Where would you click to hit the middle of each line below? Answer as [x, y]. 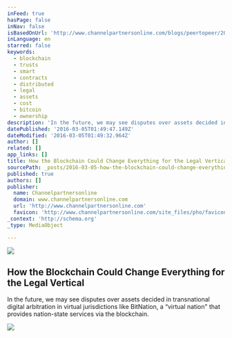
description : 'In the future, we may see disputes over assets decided [112, 122]
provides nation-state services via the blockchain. [78, 314]
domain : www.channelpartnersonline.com [71, 200]
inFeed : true [26, 13]
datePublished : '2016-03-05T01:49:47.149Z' [71, 129]
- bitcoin [27, 110]
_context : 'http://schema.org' [52, 219]
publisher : [23, 187]
